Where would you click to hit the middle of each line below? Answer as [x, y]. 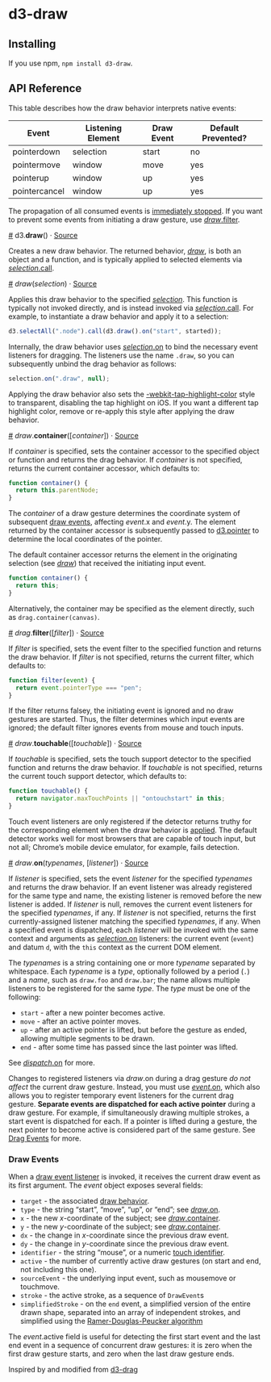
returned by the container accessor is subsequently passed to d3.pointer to [134, 530]
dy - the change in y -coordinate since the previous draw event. [125, 1244]
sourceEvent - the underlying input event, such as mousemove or [128, 1278]
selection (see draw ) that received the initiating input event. [107, 563]
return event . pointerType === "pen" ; [79, 688]
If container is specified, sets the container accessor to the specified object [134, 451]
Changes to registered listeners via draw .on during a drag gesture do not [130, 1078]
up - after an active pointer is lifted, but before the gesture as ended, [133, 1030]
